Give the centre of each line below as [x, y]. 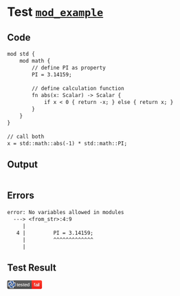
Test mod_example [55, 12]
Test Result [32, 268]
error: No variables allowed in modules [66, 212]
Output [22, 165]
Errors [21, 196]
